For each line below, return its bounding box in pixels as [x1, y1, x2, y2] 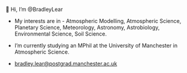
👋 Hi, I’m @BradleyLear [5, 6, 63, 13]
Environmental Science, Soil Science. [14, 30, 107, 37]
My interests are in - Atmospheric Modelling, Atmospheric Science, [14, 17, 182, 24]
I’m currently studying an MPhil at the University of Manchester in [14, 42, 178, 49]
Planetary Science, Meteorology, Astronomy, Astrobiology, [14, 24, 160, 31]
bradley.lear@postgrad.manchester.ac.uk [14, 60, 118, 67]
